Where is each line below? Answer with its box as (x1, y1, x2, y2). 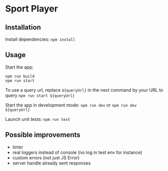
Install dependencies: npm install (5, 36, 76, 42)
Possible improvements (5, 131, 81, 139)
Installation (5, 23, 41, 32)
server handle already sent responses (12, 160, 91, 166)
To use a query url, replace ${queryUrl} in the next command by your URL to (5, 87, 163, 93)
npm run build (5, 74, 35, 79)
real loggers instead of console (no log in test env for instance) (12, 149, 143, 155)
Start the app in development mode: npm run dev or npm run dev (5, 102, 137, 108)
